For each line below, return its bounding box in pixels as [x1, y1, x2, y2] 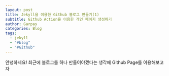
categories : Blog [5, 26, 42, 31]
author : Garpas [5, 21, 38, 27]
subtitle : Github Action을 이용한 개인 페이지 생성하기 [5, 17, 112, 22]
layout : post [5, 7, 33, 13]
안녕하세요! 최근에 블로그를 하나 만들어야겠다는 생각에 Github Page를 [5, 59, 142, 65]
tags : [5, 31, 17, 36]
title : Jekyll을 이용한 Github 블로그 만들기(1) [5, 12, 99, 17]
